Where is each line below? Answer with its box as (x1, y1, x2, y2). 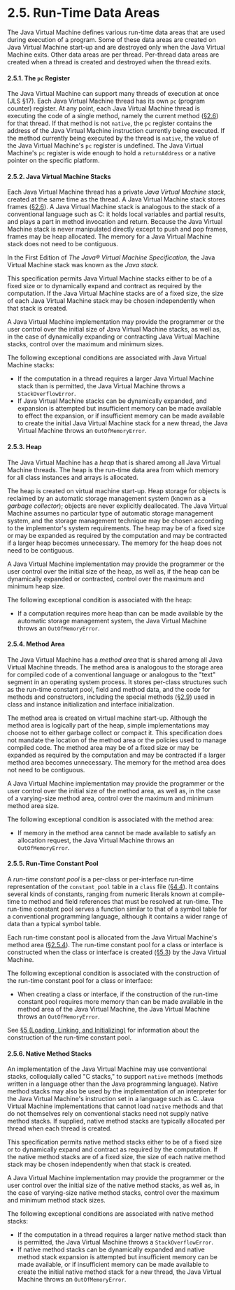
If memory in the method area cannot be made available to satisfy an (17, 828, 216, 837)
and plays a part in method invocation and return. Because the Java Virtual (7, 218, 223, 226)
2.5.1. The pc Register (7, 73, 71, 82)
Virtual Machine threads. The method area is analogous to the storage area (7, 662, 224, 671)
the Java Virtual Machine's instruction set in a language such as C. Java (7, 1095, 215, 1103)
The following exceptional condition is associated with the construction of (7, 969, 220, 977)
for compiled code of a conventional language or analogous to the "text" (7, 670, 216, 679)
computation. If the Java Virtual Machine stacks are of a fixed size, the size (7, 289, 224, 298)
